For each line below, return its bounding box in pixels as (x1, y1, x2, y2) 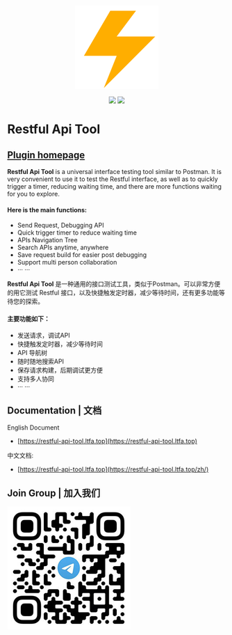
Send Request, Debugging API (17, 221, 104, 230)
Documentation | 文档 (7, 405, 102, 416)
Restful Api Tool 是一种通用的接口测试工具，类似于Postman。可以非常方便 (7, 280, 221, 288)
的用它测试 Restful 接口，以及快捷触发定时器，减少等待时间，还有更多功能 (7, 288, 219, 297)
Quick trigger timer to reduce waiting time (17, 228, 138, 237)
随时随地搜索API (17, 357, 65, 366)
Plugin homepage (7, 149, 85, 161)
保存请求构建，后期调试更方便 (17, 366, 103, 375)
